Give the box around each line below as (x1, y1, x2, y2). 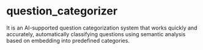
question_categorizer (6, 4, 118, 18)
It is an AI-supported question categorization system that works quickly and (6, 24, 197, 31)
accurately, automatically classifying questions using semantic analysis (6, 30, 186, 37)
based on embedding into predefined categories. (6, 37, 130, 44)
